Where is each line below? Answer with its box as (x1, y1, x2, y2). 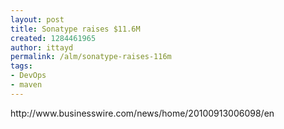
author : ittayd (10, 42, 74, 53)
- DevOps (10, 71, 47, 81)
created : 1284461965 (10, 33, 97, 43)
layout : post (10, 14, 65, 25)
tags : (10, 61, 33, 71)
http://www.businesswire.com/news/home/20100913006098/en (10, 107, 275, 119)
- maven (10, 80, 43, 90)
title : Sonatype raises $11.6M (10, 24, 141, 34)
